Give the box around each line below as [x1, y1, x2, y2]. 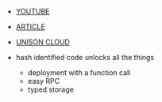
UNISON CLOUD [15, 37, 70, 47]
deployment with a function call [27, 68, 131, 77]
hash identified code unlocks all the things [15, 53, 155, 62]
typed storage [27, 85, 74, 94]
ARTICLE [15, 22, 45, 31]
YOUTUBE [15, 7, 50, 16]
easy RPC [27, 77, 60, 85]
